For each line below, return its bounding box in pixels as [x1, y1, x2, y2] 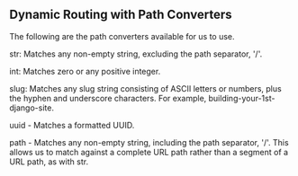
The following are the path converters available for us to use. [9, 31, 236, 41]
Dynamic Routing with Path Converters [9, 7, 232, 22]
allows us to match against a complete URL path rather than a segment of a [9, 146, 289, 157]
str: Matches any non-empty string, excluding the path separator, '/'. [9, 48, 263, 59]
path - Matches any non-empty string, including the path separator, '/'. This [9, 136, 290, 147]
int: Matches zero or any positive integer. [9, 66, 161, 76]
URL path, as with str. [9, 156, 88, 167]
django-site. [9, 102, 54, 113]
